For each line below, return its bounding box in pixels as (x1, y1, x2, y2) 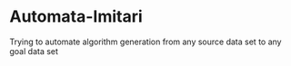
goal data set (9, 45, 59, 56)
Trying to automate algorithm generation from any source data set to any (9, 36, 282, 47)
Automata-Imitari (9, 6, 143, 27)
